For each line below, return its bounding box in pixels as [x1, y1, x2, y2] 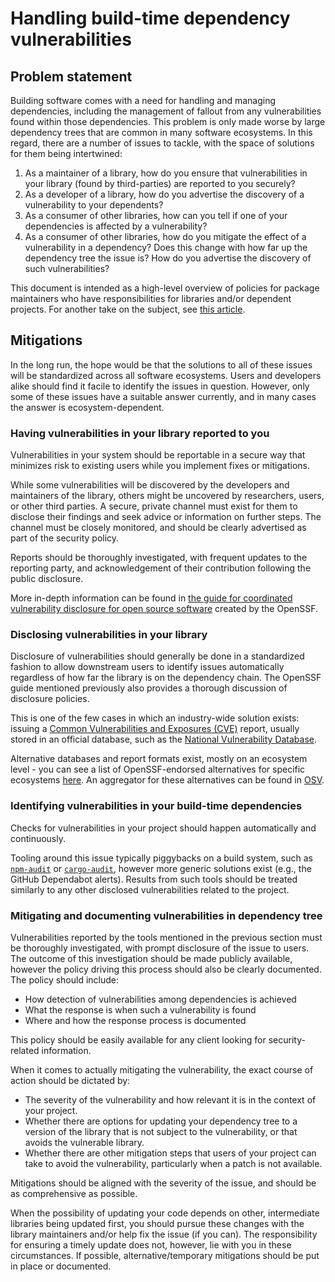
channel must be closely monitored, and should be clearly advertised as [10, 522, 307, 534]
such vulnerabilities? [24, 263, 110, 274]
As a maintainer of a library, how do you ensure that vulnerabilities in [24, 167, 308, 179]
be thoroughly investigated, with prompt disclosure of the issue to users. [10, 942, 310, 954]
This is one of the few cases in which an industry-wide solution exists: [10, 712, 300, 724]
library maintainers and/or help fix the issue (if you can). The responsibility [10, 1228, 318, 1240]
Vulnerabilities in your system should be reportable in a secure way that [10, 449, 306, 461]
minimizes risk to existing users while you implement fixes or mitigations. [10, 460, 310, 472]
